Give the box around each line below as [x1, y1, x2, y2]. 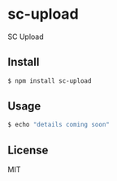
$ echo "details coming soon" [7, 121, 110, 129]
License [7, 143, 49, 157]
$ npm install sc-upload [7, 76, 92, 85]
